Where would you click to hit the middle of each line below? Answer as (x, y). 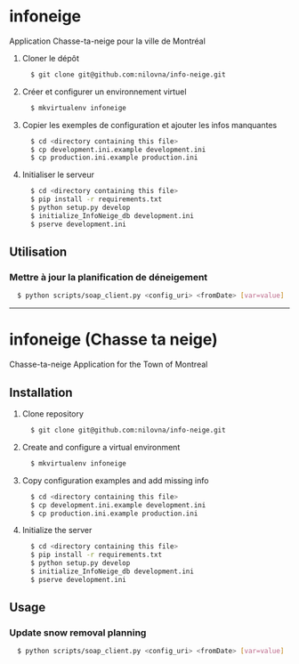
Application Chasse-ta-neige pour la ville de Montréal (108, 41)
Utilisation (38, 252)
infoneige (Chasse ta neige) (113, 340)
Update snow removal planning (78, 633)
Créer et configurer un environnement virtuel (104, 92)
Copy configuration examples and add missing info (115, 480)
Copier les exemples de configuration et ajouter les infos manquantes (149, 125)
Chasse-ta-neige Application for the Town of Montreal (109, 364)
